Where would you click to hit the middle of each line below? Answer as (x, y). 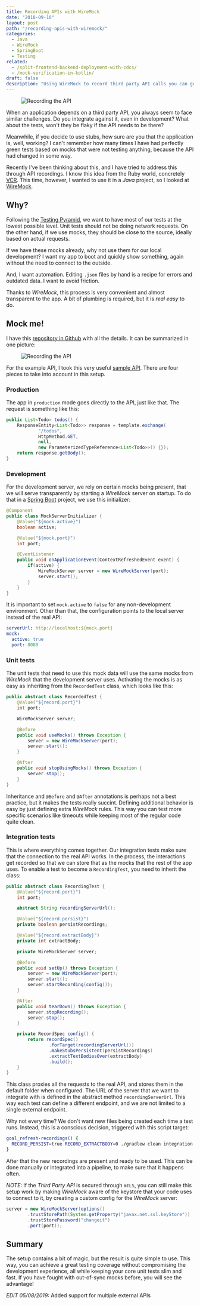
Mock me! (25, 324)
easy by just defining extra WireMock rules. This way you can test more (94, 809)
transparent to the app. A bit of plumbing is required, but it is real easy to (96, 299)
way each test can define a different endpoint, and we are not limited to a (96, 1103)
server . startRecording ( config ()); (70, 985)
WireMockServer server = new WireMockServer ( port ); (103, 571)
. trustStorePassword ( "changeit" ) (69, 1220)
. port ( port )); (45, 1226)
